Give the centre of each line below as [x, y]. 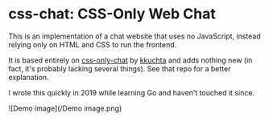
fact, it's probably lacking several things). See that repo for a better [120, 68]
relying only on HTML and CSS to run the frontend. [93, 44]
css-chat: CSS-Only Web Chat [112, 14]
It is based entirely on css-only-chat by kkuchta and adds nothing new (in [130, 60]
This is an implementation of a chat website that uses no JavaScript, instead [135, 36]
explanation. [29, 77]
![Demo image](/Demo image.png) [65, 108]
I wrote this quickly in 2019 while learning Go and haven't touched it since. [132, 92]
